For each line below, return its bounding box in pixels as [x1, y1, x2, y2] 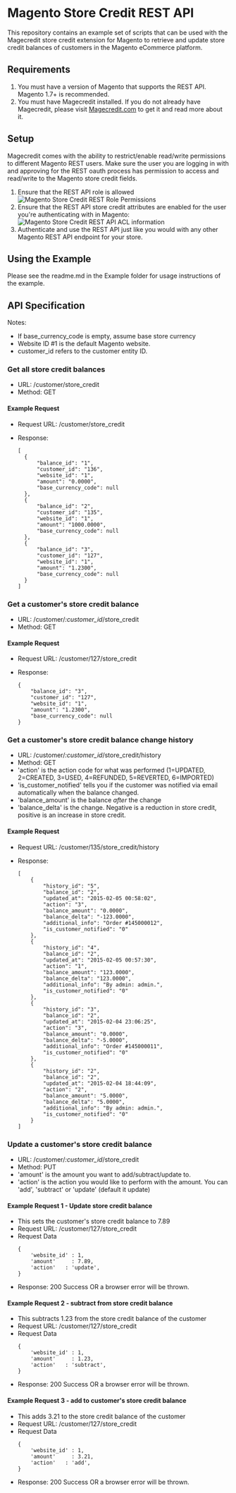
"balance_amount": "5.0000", [43, 1092, 129, 1099]
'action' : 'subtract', [30, 1362, 107, 1369]
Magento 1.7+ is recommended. [17, 90, 110, 98]
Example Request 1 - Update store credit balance [7, 1201, 153, 1210]
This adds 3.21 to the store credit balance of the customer [17, 1412, 186, 1420]
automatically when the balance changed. [17, 788, 139, 797]
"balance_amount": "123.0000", [43, 969, 135, 976]
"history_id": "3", [43, 1006, 100, 1013]
